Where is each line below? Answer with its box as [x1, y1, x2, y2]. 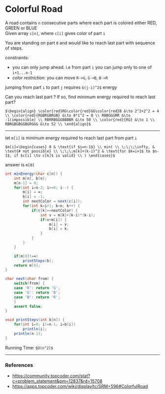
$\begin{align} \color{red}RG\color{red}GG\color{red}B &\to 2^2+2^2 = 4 [5, 109, 160, 114]
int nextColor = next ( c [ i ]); [23, 199, 82, 204]
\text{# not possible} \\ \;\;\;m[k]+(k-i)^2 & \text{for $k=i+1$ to [5, 149, 151, 154]
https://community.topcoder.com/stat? [12, 373, 90, 379]
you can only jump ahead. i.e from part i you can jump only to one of [12, 64, 152, 70]
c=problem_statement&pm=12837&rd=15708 [12, 378, 103, 384]
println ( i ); [23, 327, 48, 332]
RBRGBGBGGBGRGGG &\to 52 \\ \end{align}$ [5, 121, 91, 126]
